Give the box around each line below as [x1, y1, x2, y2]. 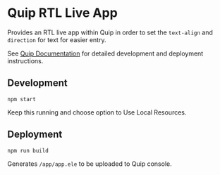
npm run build [7, 147, 49, 154]
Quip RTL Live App [7, 5, 118, 21]
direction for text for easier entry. [7, 35, 106, 44]
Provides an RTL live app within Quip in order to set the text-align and [7, 28, 214, 37]
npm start [7, 96, 37, 103]
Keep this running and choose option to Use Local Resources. [7, 108, 187, 117]
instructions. [7, 56, 44, 65]
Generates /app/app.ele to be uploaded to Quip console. [7, 160, 172, 168]
